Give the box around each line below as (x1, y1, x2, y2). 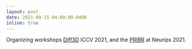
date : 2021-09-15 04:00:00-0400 (6, 14, 87, 20)
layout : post (6, 8, 39, 15)
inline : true (6, 20, 39, 26)
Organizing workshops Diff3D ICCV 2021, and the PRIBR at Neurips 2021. (6, 36, 187, 44)
